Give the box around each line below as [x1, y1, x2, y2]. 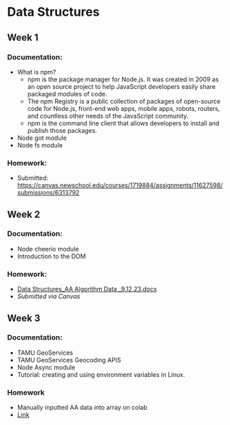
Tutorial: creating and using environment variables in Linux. [17, 370, 185, 379]
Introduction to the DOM [17, 252, 86, 260]
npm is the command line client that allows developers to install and [27, 118, 220, 127]
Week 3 [7, 312, 41, 324]
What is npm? [17, 68, 56, 76]
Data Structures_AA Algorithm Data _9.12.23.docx [17, 285, 157, 293]
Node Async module [17, 363, 76, 371]
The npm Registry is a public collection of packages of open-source [27, 97, 221, 105]
